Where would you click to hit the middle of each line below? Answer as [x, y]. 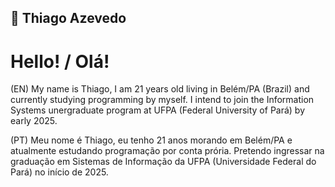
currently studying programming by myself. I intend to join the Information [162, 100]
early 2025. [34, 121]
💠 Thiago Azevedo [68, 18]
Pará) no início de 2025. [59, 172]
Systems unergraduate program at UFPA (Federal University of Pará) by [158, 110]
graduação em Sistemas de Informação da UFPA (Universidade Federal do [163, 162]
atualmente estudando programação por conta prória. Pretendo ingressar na [167, 151]
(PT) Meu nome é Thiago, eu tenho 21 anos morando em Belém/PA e [151, 140]
